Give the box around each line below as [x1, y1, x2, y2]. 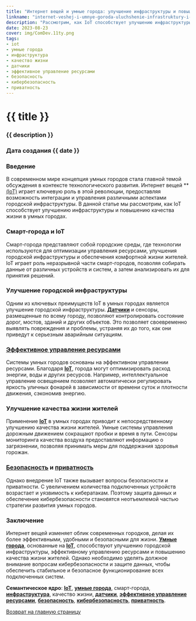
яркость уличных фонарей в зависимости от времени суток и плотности [6, 384, 188, 391]
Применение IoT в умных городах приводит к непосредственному [6, 418, 173, 425]
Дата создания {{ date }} [6, 146, 80, 155]
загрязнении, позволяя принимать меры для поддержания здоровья [6, 442, 178, 450]
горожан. [6, 449, 29, 456]
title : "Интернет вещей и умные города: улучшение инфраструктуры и [6, 8, 176, 15]
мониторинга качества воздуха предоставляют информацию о [6, 437, 163, 444]
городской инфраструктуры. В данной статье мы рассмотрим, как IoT [6, 200, 182, 208]
